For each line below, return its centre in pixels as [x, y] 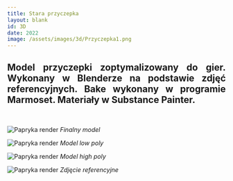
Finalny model [80, 129]
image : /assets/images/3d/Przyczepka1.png [69, 39]
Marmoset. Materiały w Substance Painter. [101, 100]
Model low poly [82, 143]
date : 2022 [23, 33]
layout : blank [28, 20]
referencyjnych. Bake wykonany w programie [116, 89]
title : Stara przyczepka [43, 13]
